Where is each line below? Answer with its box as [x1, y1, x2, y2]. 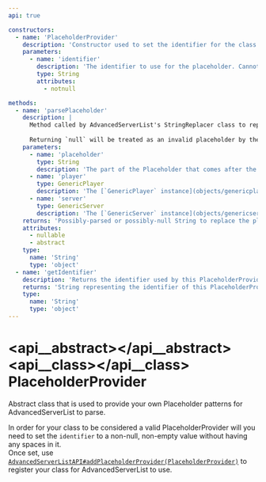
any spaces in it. [8, 439, 62, 449]
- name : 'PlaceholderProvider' [15, 33, 119, 41]
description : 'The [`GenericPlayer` [36, 188, 158, 195]
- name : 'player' [28, 173, 87, 180]
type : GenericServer [36, 202, 104, 210]
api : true [8, 11, 41, 20]
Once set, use [8, 448, 54, 457]
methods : [8, 99, 37, 107]
